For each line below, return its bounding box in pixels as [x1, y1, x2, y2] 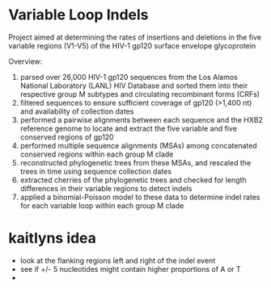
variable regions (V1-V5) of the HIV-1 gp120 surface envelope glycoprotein [8, 40, 256, 50]
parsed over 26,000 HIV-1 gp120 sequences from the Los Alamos [19, 72, 239, 81]
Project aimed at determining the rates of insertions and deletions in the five [8, 32, 261, 42]
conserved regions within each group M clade [19, 149, 174, 159]
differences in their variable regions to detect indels [19, 183, 193, 193]
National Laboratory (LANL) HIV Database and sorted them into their [19, 81, 248, 90]
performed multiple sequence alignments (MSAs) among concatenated [19, 140, 257, 150]
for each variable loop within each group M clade [19, 200, 184, 211]
